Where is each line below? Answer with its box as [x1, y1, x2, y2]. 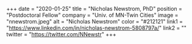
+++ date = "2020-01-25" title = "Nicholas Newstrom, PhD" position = [6, 5, 183, 12]
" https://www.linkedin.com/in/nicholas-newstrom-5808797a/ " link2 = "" [6, 24, 187, 31]
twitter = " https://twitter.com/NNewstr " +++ [6, 31, 117, 38]
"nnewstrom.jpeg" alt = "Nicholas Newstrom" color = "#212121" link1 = [6, 18, 183, 25]
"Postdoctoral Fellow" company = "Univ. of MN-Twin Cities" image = [6, 11, 179, 19]
